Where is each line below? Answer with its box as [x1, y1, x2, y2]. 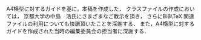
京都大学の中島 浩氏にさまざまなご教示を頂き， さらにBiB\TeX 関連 [23, 13, 195, 20]
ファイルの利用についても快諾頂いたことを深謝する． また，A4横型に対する [6, 20, 195, 27]
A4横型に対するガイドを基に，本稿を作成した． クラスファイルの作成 [6, 5, 179, 12]
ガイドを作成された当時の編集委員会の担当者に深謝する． [6, 27, 150, 35]
